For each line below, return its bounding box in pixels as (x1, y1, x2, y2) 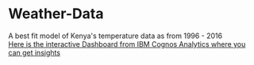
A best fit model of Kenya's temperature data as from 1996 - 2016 (8, 31, 223, 40)
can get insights (8, 48, 61, 57)
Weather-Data (8, 5, 104, 23)
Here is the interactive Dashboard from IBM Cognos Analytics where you (8, 39, 246, 48)
